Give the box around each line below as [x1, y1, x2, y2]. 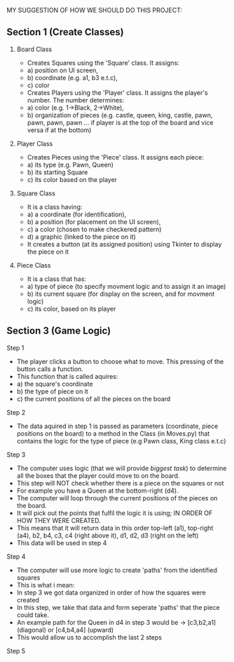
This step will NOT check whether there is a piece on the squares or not [16, 479, 224, 487]
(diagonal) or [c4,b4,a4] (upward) [16, 625, 114, 634]
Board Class [16, 45, 53, 53]
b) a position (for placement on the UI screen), [27, 217, 161, 226]
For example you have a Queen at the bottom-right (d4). [16, 486, 179, 495]
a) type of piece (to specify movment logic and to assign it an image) [27, 282, 226, 290]
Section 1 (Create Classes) [6, 26, 124, 38]
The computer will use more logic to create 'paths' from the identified [16, 566, 218, 574]
